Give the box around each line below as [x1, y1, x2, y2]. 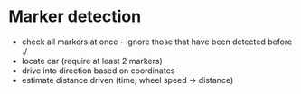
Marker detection [8, 6, 142, 27]
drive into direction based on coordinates [21, 65, 175, 76]
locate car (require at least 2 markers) [21, 55, 164, 66]
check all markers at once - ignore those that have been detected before [21, 36, 293, 47]
